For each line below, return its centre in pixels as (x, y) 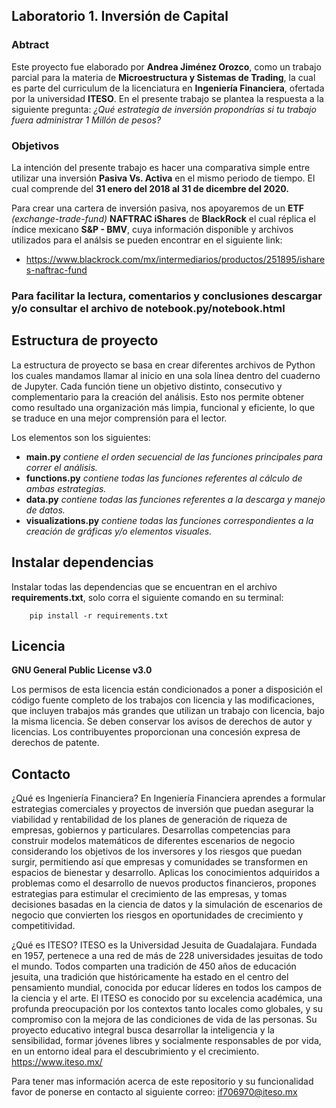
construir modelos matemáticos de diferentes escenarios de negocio (153, 841)
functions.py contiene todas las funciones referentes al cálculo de (164, 478)
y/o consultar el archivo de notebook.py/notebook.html (148, 308)
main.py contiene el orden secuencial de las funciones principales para (174, 456)
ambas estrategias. (66, 488)
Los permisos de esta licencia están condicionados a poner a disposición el (167, 690)
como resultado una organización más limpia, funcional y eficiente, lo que (163, 407)
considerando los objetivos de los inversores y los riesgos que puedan (157, 851)
